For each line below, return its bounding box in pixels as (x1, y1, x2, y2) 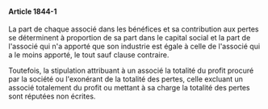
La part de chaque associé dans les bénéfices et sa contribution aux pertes (8, 24, 259, 34)
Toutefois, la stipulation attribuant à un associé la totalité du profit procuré (8, 65, 254, 76)
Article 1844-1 (8, 6, 57, 16)
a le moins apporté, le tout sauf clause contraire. (8, 50, 170, 60)
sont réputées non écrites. (8, 91, 96, 101)
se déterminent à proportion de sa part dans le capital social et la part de (8, 33, 251, 43)
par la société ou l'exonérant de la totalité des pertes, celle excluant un (8, 74, 244, 84)
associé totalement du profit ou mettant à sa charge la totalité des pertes (8, 83, 250, 93)
